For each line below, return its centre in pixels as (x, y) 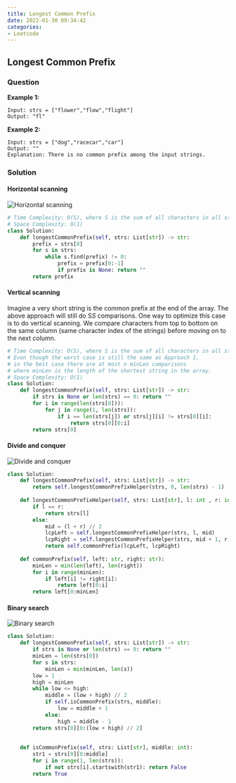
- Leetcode (23, 33)
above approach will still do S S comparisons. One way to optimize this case (117, 316)
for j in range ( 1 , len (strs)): (91, 410)
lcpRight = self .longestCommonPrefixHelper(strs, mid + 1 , (133, 539)
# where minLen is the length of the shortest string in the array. (110, 370)
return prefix (53, 276)
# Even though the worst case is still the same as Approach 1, (103, 357)
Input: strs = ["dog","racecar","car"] (66, 142)
